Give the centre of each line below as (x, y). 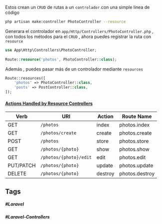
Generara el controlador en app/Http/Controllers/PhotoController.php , (79, 31)
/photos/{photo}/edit (66, 157)
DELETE (17, 173)
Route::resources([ (25, 78)
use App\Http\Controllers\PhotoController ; (51, 50)
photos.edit (133, 157)
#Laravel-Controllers (27, 216)
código (12, 12)
